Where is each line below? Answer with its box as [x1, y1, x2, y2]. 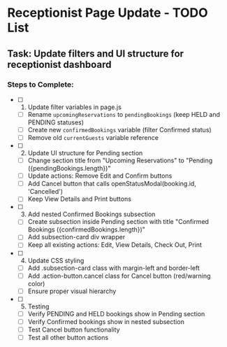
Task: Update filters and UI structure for [7, 48, 184, 59]
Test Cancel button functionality [27, 325, 120, 334]
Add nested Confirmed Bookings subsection [27, 210, 156, 218]
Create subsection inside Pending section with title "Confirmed [27, 218, 210, 226]
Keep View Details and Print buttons [27, 194, 131, 204]
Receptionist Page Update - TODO [7, 5, 208, 21]
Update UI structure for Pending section [27, 149, 143, 157]
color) [27, 279, 45, 288]
